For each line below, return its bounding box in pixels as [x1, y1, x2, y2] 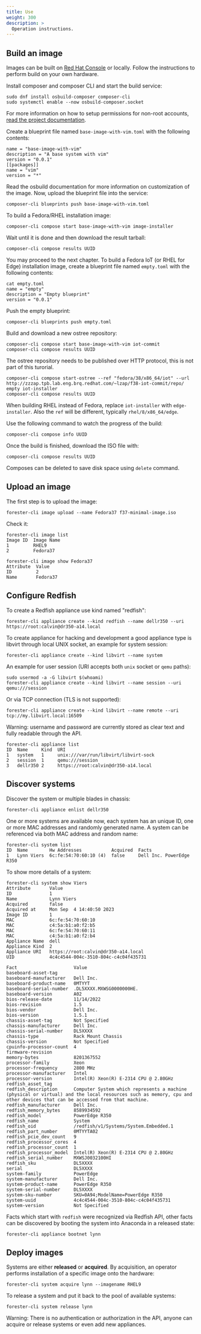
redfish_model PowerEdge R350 [6, 1112, 112, 1118]
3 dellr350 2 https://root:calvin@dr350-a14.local [6, 762, 152, 768]
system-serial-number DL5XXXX [6, 1187, 93, 1193]
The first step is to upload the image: [6, 498, 97, 505]
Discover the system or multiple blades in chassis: [6, 795, 131, 802]
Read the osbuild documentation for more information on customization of [6, 183, 190, 190]
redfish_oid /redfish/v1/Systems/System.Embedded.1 [6, 1123, 173, 1129]
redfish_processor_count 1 [6, 1144, 77, 1150]
